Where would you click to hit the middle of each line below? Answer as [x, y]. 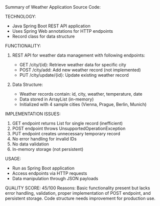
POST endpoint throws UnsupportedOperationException [69, 128]
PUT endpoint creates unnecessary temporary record [66, 134]
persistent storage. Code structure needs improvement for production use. [80, 198]
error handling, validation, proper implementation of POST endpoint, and [78, 193]
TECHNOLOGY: [21, 16]
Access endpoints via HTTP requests [49, 173]
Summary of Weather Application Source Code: [53, 7]
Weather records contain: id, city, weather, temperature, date [81, 94]
